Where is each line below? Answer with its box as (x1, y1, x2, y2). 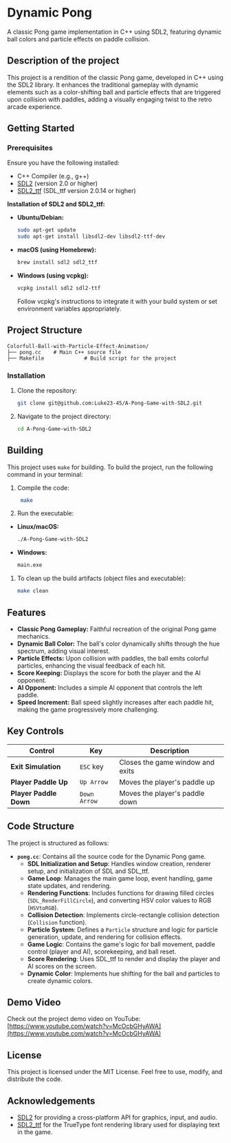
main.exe (16, 562, 43, 569)
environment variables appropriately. (16, 305, 122, 313)
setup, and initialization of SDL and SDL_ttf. (27, 867, 150, 875)
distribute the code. (7, 1075, 63, 1083)
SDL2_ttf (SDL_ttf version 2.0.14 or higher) (16, 187, 136, 195)
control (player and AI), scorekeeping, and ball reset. (27, 947, 177, 956)
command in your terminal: (7, 470, 83, 478)
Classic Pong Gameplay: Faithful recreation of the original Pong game (16, 625, 217, 633)
